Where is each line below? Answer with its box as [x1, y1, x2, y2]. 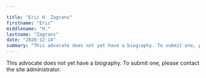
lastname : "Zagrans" [6, 31, 59, 37]
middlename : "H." [6, 26, 51, 32]
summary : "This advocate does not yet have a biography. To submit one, [6, 43, 196, 49]
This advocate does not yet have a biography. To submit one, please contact [6, 59, 200, 66]
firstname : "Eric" [6, 19, 53, 26]
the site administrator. [6, 66, 61, 73]
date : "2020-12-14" [6, 37, 56, 43]
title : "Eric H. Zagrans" [6, 14, 72, 20]
